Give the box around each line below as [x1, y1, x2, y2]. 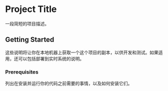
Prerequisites [5, 68, 38, 75]
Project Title [5, 3, 57, 15]
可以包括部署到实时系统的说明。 [18, 55, 84, 61]
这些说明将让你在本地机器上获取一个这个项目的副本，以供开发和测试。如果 [5, 49, 158, 55]
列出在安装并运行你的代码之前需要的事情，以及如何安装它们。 [5, 80, 132, 86]
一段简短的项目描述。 [5, 20, 49, 26]
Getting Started [5, 35, 54, 44]
